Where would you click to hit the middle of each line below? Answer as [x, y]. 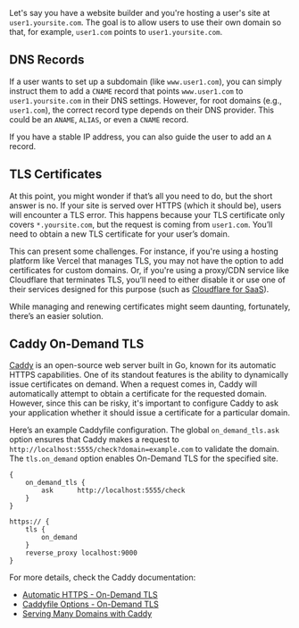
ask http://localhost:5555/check [113, 490]
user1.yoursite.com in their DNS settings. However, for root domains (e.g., [146, 100]
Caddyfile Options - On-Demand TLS [90, 604]
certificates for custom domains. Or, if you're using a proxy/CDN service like [149, 270]
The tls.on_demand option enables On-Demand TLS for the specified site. [144, 458]
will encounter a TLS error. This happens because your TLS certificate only [147, 214]
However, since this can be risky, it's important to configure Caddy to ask [144, 403]
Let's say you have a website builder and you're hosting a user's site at [140, 13]
